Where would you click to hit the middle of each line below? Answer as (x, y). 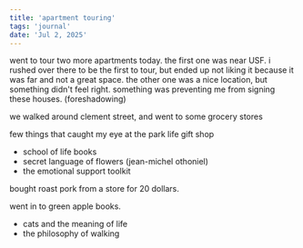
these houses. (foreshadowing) (68, 99)
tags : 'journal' (40, 26)
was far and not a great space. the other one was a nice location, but (139, 80)
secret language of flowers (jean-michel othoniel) (116, 162)
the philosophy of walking (71, 233)
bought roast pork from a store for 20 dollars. (95, 189)
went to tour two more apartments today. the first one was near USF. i (140, 61)
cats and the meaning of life (75, 224)
